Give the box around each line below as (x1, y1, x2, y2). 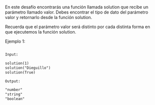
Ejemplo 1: (5, 38, 26, 44)
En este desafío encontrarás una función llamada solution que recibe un (5, 4, 149, 10)
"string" (5, 92, 23, 97)
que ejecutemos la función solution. (5, 29, 77, 35)
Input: (5, 52, 18, 57)
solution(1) (5, 61, 29, 66)
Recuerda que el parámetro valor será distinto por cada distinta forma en (5, 24, 150, 30)
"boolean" (5, 97, 25, 102)
